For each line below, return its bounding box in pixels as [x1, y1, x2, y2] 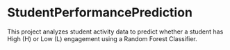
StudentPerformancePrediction [7, 5, 193, 21]
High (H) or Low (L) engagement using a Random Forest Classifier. [7, 34, 198, 42]
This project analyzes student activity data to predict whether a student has [7, 27, 224, 36]
